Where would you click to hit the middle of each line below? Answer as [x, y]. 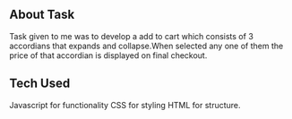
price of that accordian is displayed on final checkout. [108, 55]
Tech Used [40, 84]
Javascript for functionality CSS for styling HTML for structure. [125, 105]
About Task [42, 15]
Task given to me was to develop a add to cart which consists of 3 [131, 36]
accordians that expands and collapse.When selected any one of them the [146, 46]
